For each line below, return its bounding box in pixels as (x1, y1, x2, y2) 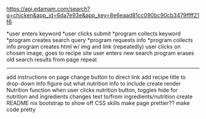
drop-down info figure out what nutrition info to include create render (6, 80, 181, 87)
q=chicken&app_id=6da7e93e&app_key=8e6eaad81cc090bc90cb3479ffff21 (6, 12, 200, 19)
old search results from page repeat (6, 56, 97, 63)
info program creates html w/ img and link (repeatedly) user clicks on (6, 43, 181, 50)
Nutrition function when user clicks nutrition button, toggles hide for (6, 87, 178, 93)
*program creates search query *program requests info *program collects (6, 37, 193, 43)
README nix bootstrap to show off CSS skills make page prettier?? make (6, 99, 190, 106)
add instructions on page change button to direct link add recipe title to (6, 73, 186, 81)
